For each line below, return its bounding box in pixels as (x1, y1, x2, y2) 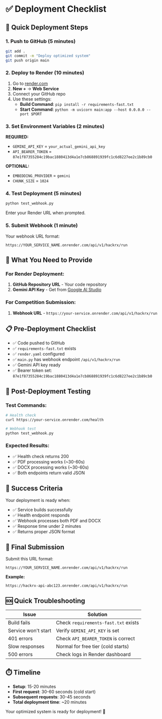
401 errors (8, 635, 33, 642)
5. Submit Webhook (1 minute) (5, 222, 78, 229)
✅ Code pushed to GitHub (12, 340, 65, 346)
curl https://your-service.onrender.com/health (5, 417, 104, 422)
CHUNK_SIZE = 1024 (12, 178, 49, 184)
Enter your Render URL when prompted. (5, 210, 86, 216)
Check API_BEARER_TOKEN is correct (55, 635, 135, 642)
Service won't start (8, 627, 52, 634)
